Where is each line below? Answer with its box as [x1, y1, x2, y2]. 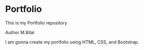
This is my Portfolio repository [5, 20, 68, 26]
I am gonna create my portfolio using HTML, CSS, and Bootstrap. [5, 39, 139, 45]
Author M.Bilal [5, 29, 35, 35]
